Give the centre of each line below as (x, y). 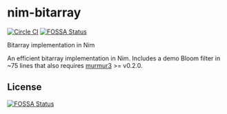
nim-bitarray (44, 13)
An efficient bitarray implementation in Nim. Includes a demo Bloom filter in (114, 58)
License (24, 87)
